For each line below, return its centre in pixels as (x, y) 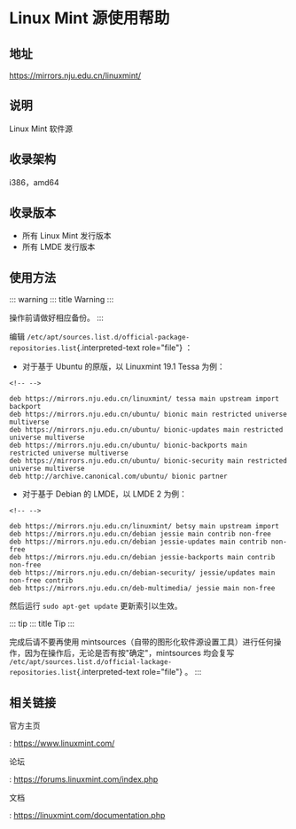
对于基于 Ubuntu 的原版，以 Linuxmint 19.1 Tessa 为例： (124, 367)
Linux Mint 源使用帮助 (90, 18)
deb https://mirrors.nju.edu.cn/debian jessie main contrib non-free (140, 534)
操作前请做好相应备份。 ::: (57, 318)
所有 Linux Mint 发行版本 (66, 236)
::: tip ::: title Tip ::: (42, 624)
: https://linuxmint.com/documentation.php (87, 816)
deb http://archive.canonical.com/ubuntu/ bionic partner (118, 477)
